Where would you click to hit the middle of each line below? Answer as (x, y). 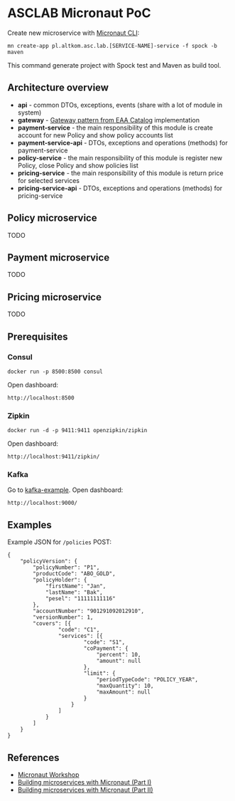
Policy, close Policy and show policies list (78, 165)
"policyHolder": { (60, 580)
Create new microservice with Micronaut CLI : (73, 33)
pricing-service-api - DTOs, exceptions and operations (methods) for (120, 188)
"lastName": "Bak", (74, 592)
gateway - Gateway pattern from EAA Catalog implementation (109, 120)
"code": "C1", (79, 630)
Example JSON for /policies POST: (60, 542)
